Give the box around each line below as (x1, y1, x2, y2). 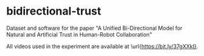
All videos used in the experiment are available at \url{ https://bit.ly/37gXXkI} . (6, 43, 199, 50)
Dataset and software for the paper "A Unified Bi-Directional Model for (6, 24, 183, 32)
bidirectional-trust (6, 4, 102, 18)
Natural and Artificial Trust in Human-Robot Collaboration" (6, 30, 152, 38)
